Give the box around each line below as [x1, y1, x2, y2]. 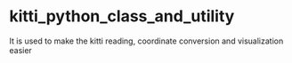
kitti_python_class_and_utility [9, 6, 235, 27]
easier [9, 44, 33, 55]
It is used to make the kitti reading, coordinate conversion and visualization [9, 35, 284, 46]
